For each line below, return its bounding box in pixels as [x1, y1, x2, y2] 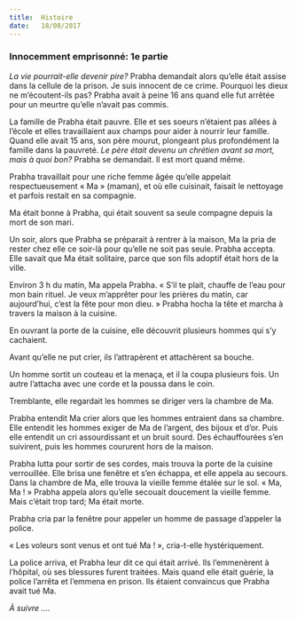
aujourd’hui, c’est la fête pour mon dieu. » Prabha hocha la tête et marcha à [9, 298, 284, 309]
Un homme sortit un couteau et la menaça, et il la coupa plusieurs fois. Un [9, 369, 279, 379]
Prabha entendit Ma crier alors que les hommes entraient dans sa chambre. [9, 412, 285, 423]
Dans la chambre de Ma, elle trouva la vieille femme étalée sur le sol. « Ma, [9, 477, 282, 488]
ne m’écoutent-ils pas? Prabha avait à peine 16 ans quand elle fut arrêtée [9, 90, 275, 100]
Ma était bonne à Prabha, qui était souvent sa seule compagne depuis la [9, 207, 273, 218]
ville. [9, 262, 27, 273]
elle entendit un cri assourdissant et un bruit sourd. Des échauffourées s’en [9, 432, 284, 442]
